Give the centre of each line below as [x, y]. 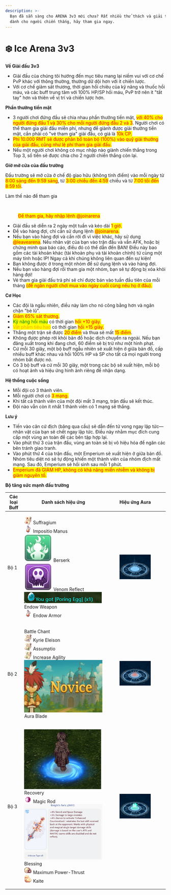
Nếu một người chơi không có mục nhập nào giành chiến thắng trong [85, 150]
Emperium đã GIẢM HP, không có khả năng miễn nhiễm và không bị [84, 470]
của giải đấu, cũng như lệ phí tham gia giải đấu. [62, 145]
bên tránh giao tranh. [35, 448]
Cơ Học [13, 295]
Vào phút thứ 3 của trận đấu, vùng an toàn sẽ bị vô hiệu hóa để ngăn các [89, 443]
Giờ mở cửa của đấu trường [34, 166]
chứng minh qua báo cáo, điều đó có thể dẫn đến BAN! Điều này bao [85, 247]
